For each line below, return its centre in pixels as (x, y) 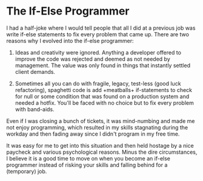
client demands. (35, 71)
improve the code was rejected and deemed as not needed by (93, 59)
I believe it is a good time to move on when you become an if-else (88, 158)
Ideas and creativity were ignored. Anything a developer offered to (98, 52)
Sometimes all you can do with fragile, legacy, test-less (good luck (98, 84)
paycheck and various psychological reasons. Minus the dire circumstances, (102, 152)
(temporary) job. (27, 171)
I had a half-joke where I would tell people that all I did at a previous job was (101, 28)
